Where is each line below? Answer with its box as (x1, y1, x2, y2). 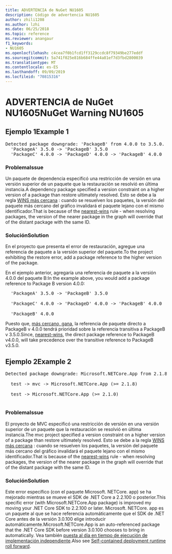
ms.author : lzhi (5, 22, 40, 27)
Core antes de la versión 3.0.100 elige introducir (5, 516, 106, 522)
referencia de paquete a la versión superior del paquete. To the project (5, 249, 153, 255)
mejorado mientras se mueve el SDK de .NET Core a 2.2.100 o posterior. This (5, 494, 166, 500)
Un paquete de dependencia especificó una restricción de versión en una (5, 175, 161, 182)
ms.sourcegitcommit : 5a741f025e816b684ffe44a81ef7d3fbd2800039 (5, 55, 143, 60)
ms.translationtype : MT (5, 60, 56, 65)
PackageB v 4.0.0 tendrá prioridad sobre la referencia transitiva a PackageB (5, 326, 165, 332)
